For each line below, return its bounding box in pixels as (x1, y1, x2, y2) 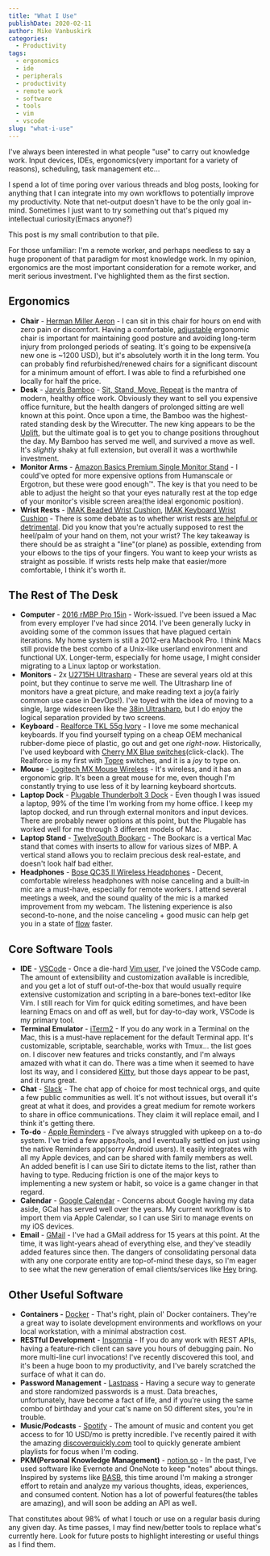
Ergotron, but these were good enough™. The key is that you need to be (19, 479, 258, 489)
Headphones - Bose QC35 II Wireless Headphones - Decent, (19, 867, 223, 877)
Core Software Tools (8, 942, 114, 956)
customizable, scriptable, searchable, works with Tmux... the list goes (19, 1041, 252, 1051)
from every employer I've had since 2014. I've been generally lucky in (19, 618, 251, 628)
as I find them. (8, 1540, 56, 1549)
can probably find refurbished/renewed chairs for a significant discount (19, 359, 258, 369)
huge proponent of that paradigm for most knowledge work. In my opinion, (8, 254, 256, 264)
